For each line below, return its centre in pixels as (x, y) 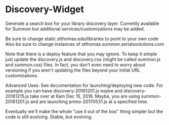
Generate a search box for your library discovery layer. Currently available (82, 23)
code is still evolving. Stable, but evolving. (49, 117)
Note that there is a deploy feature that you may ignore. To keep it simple (81, 54)
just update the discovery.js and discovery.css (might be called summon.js (83, 59)
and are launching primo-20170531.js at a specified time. (89, 101)
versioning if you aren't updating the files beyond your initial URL (73, 70)
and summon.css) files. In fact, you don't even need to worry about (75, 65)
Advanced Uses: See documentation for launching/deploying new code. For (84, 85)
